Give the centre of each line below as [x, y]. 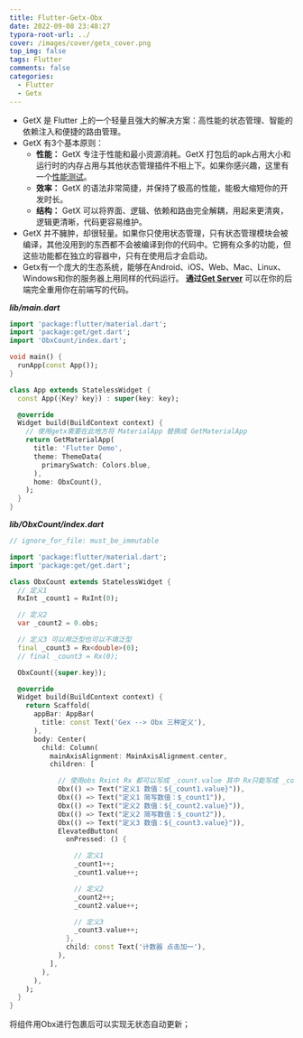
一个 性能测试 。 [64, 176]
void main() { [36, 357]
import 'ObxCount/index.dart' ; [68, 341]
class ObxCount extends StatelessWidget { [90, 582]
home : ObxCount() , [68, 482]
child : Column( [70, 747]
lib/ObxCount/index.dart [57, 524]
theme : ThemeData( [68, 457]
